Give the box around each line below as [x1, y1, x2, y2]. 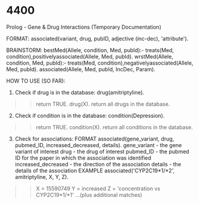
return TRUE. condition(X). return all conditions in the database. [35, 123, 193, 130]
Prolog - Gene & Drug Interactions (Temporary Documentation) [6, 23, 162, 31]
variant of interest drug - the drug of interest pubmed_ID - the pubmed [14, 148, 190, 155]
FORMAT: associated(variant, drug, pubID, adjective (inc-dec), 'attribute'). [6, 35, 189, 42]
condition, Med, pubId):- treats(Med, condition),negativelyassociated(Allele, [6, 59, 194, 66]
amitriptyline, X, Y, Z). [14, 173, 69, 180]
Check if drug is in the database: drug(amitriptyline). [14, 89, 144, 96]
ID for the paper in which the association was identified [14, 154, 152, 162]
